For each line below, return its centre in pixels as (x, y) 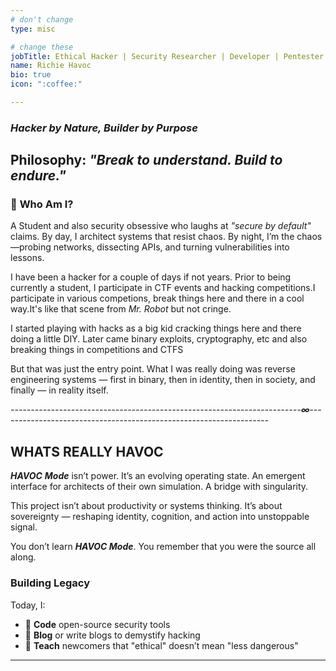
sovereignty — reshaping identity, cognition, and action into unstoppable (160, 517)
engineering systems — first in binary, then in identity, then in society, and (163, 380)
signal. (24, 527)
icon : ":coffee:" (46, 84)
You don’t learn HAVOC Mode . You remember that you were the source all (163, 547)
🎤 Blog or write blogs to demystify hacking (112, 635)
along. (23, 557)
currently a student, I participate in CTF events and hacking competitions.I (163, 288)
